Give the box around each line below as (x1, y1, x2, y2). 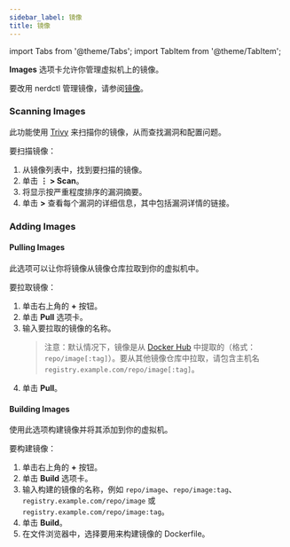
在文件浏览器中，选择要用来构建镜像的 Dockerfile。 (21, 528, 210, 539)
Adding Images (9, 220, 76, 232)
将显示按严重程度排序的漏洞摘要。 (21, 186, 147, 197)
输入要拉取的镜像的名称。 (21, 323, 116, 333)
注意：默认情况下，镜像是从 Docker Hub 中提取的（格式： (43, 341, 255, 352)
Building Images (9, 403, 70, 414)
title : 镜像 (9, 21, 51, 30)
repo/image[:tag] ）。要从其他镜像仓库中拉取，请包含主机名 (43, 352, 260, 363)
